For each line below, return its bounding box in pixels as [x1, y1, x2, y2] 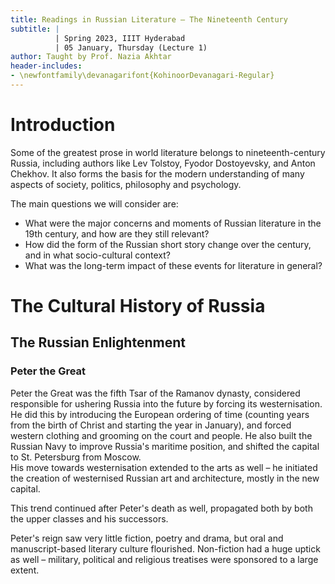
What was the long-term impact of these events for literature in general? [24, 259, 323, 271]
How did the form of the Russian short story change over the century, [24, 238, 312, 250]
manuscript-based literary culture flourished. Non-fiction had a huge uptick [10, 542, 321, 555]
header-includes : [10, 61, 83, 71]
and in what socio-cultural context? [24, 249, 171, 261]
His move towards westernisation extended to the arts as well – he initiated [10, 461, 318, 473]
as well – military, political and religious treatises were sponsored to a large [10, 553, 319, 565]
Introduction [10, 114, 116, 136]
